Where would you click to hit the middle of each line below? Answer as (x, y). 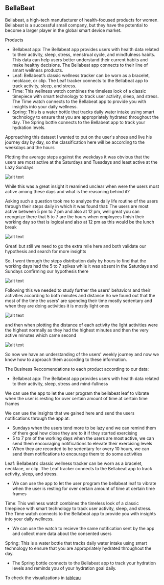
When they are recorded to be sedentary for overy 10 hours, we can (81, 449)
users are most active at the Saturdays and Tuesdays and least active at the (81, 162)
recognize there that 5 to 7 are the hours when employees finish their (75, 216)
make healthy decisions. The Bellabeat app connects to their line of (80, 65)
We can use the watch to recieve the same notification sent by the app (83, 528)
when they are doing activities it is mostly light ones (57, 305)
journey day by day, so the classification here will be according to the (75, 142)
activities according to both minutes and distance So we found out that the (80, 295)
